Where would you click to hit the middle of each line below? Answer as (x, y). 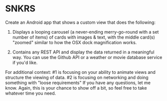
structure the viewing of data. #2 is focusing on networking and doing (77, 77)
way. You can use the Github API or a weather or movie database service (87, 57)
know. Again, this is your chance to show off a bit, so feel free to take (76, 88)
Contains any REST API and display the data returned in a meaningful (83, 52)
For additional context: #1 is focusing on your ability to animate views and (81, 72)
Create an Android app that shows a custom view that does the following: (81, 22)
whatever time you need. (31, 93)
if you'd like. (25, 62)
